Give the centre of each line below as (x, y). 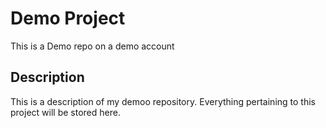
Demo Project (68, 18)
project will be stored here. (65, 112)
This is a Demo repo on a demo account (92, 46)
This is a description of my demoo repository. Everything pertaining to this (163, 101)
